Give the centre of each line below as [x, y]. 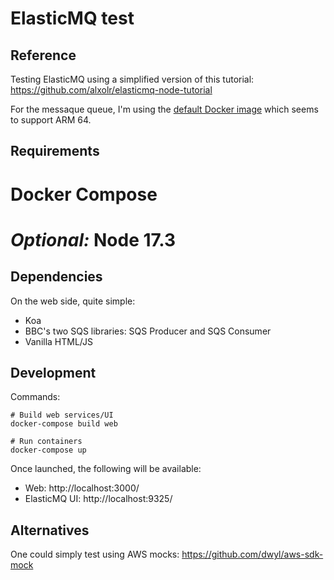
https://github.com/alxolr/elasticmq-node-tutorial [111, 90]
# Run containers [46, 442]
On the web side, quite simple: [73, 301]
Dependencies [56, 277]
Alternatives [50, 530]
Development [53, 372]
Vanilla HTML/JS [58, 341]
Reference [43, 55]
